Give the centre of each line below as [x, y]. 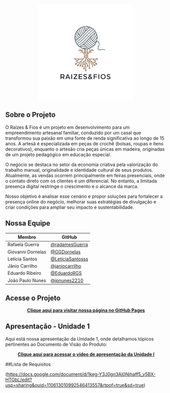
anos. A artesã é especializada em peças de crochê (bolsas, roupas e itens [84, 143]
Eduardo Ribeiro [24, 273]
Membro [27, 237]
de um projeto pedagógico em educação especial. [58, 154]
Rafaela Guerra [23, 245]
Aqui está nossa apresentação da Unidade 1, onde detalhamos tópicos [80, 339]
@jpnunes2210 [67, 280]
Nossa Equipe [28, 223]
